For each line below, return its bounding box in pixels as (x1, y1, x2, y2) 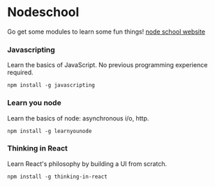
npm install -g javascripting (7, 82, 96, 89)
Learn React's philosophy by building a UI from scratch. (7, 159, 168, 168)
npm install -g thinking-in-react (7, 173, 108, 180)
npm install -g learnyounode (7, 127, 92, 134)
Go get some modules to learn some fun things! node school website (7, 27, 206, 36)
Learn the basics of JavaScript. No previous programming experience (7, 61, 208, 69)
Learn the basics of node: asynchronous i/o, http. (7, 113, 149, 123)
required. (7, 68, 34, 77)
